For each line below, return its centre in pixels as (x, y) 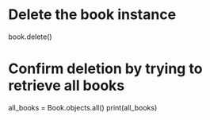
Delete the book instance (92, 15)
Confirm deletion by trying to (105, 69)
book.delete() (31, 37)
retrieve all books (67, 86)
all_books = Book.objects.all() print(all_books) (83, 107)
